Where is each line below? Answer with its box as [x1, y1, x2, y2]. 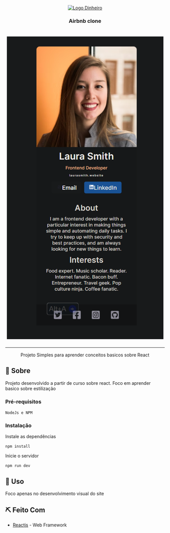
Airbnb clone [68, 17, 102, 24]
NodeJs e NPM [5, 410, 33, 415]
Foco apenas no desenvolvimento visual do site [5, 490, 105, 497]
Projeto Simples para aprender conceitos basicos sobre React [20, 352, 150, 358]
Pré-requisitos [5, 398, 41, 405]
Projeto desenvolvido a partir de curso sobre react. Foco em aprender [5, 380, 151, 386]
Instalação [5, 422, 32, 429]
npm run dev [5, 463, 30, 469]
